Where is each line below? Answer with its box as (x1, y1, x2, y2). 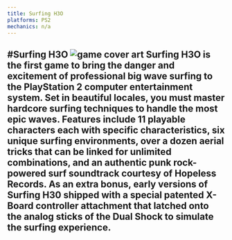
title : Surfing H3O (7, 10, 64, 17)
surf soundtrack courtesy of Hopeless (48, 167, 217, 179)
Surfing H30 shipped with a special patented (7, 189, 204, 201)
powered (7, 167, 46, 179)
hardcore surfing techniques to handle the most (7, 102, 218, 114)
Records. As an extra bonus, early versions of (7, 178, 208, 190)
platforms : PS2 (7, 17, 51, 24)
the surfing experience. (7, 221, 111, 233)
